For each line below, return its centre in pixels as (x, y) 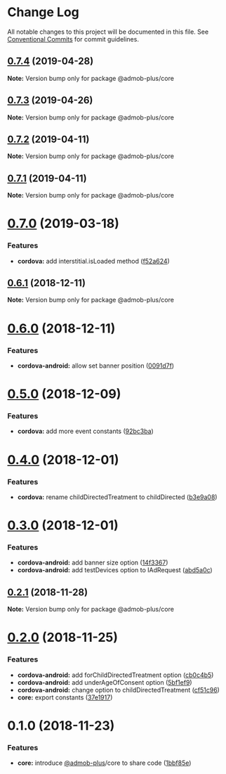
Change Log (43, 12)
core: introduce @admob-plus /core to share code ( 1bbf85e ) (104, 763)
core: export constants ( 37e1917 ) (65, 697)
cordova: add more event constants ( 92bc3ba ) (86, 431)
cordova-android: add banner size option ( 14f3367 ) (93, 562)
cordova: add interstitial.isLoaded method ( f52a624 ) (93, 261)
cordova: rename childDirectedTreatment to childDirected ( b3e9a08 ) (117, 497)
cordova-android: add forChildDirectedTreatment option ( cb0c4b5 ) (115, 675)
